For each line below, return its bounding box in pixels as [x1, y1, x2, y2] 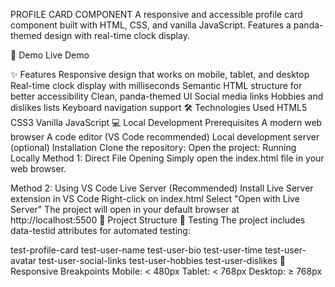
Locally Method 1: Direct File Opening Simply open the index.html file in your [10, 152, 325, 164]
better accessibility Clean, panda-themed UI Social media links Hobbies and [10, 90, 324, 102]
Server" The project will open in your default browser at [10, 204, 240, 215]
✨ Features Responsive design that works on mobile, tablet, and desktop [10, 69, 310, 80]
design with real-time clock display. [43, 30, 190, 41]
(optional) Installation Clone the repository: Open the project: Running [10, 142, 297, 153]
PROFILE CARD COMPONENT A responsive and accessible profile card [10, 9, 303, 20]
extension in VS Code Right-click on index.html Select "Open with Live [10, 193, 300, 204]
